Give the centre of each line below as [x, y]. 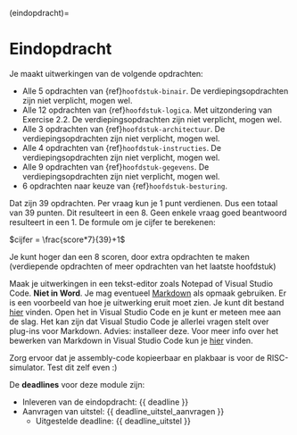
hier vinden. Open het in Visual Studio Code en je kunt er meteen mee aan [145, 312]
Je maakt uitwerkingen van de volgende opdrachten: [106, 73]
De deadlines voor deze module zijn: [77, 384]
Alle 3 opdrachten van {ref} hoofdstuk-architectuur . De [124, 129]
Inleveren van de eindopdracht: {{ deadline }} [105, 402]
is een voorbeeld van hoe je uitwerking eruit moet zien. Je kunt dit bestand [147, 302]
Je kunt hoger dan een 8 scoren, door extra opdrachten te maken [129, 256]
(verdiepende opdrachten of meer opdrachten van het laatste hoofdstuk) [143, 266]
